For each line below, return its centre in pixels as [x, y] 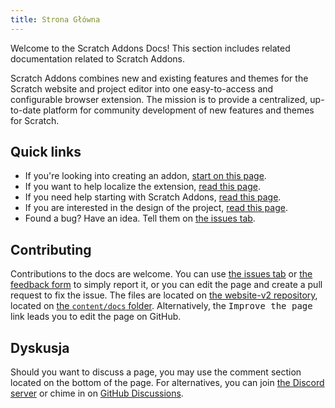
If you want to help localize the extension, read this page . [142, 187]
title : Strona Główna [55, 19]
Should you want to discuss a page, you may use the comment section [156, 372]
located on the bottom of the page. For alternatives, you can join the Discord [167, 383]
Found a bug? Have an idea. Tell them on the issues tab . [140, 218]
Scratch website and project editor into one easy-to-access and [142, 88]
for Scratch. [35, 120]
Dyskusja [40, 347]
